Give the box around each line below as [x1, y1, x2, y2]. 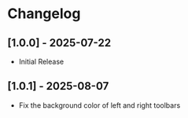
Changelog [7, 5, 81, 23]
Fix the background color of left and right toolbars [18, 100, 181, 110]
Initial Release [18, 57, 65, 66]
